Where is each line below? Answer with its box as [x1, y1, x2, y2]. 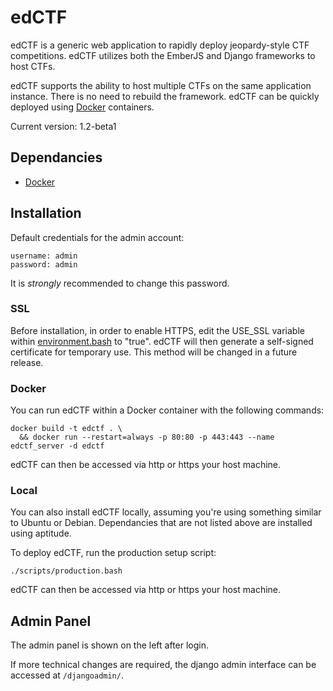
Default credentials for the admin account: [10, 231, 185, 243]
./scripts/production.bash [10, 566, 123, 576]
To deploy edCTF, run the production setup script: [10, 547, 217, 559]
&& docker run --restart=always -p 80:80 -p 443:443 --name [19, 432, 275, 443]
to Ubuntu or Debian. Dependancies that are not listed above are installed [10, 517, 313, 529]
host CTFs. [10, 60, 56, 72]
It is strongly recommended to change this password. [10, 277, 230, 289]
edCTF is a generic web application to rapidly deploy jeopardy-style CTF [10, 39, 310, 51]
